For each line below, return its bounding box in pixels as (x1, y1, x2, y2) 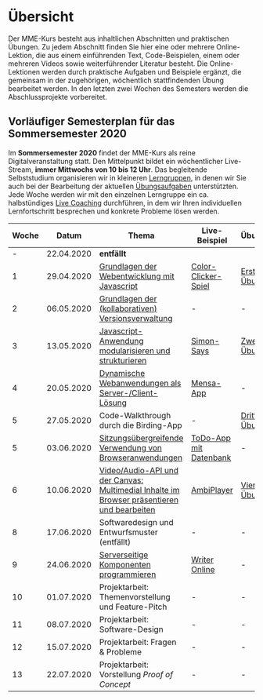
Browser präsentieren (99, 494, 178, 505)
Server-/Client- (99, 387, 158, 398)
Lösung (99, 397, 127, 408)
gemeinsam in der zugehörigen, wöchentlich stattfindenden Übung (8, 75, 225, 85)
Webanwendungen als (99, 377, 182, 388)
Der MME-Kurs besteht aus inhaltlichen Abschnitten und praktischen (8, 34, 229, 43)
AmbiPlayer (190, 484, 233, 495)
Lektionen (8, 67, 41, 76)
